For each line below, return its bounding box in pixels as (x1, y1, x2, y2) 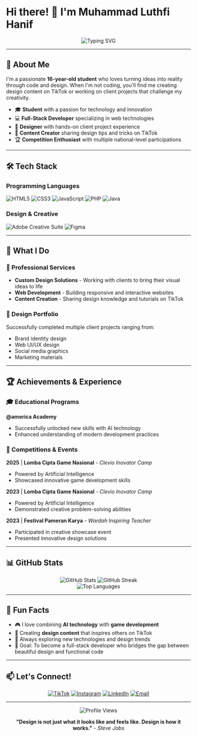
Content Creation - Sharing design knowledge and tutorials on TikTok (14, 295, 184, 303)
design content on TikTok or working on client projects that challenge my (6, 88, 182, 95)
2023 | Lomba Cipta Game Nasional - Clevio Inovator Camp (6, 488, 152, 495)
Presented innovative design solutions (14, 535, 107, 542)
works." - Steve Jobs (72, 725, 125, 732)
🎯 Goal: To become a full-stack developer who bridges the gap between (14, 642, 189, 649)
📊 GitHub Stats (6, 558, 63, 568)
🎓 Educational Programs (6, 398, 79, 406)
